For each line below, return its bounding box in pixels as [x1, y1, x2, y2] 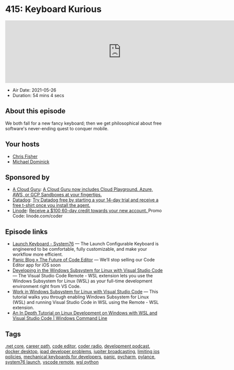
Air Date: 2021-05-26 [12, 87, 56, 93]
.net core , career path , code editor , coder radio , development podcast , [5, 343, 151, 349]
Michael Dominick [12, 159, 49, 165]
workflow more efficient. [12, 251, 63, 257]
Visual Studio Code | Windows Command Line [12, 315, 107, 321]
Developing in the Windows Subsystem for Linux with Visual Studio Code [12, 267, 163, 273]
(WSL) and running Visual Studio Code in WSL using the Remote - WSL [12, 299, 159, 305]
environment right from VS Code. [12, 283, 81, 289]
